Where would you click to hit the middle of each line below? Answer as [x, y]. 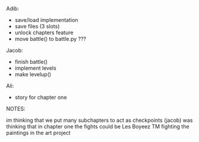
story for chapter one [41, 97]
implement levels [35, 68]
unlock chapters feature [44, 33]
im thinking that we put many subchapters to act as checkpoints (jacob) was [99, 120]
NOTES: [16, 109]
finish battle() [31, 62]
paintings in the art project [38, 133]
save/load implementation [46, 20]
